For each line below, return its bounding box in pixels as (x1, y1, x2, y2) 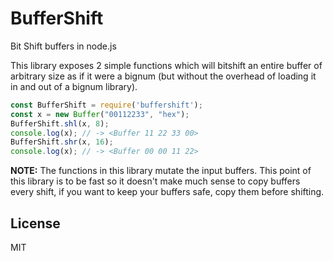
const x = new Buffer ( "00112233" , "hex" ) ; (10, 109, 190, 119)
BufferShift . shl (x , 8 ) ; (10, 118, 110, 129)
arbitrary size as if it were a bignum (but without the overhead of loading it (10, 70, 317, 82)
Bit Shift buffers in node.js (10, 40, 117, 52)
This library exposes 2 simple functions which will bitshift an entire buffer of (10, 59, 323, 71)
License (10, 215, 61, 232)
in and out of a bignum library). (10, 80, 138, 92)
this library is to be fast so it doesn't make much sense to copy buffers (10, 175, 301, 187)
